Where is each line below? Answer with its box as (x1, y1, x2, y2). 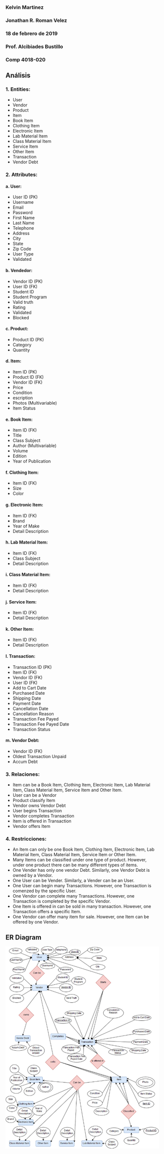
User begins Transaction (12, 808, 62, 814)
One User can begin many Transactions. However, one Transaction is (12, 883, 151, 889)
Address (12, 231, 30, 236)
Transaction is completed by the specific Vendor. (12, 899, 111, 904)
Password (12, 210, 33, 215)
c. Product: (5, 326, 29, 332)
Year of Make (12, 523, 40, 529)
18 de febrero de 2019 (5, 30, 58, 37)
